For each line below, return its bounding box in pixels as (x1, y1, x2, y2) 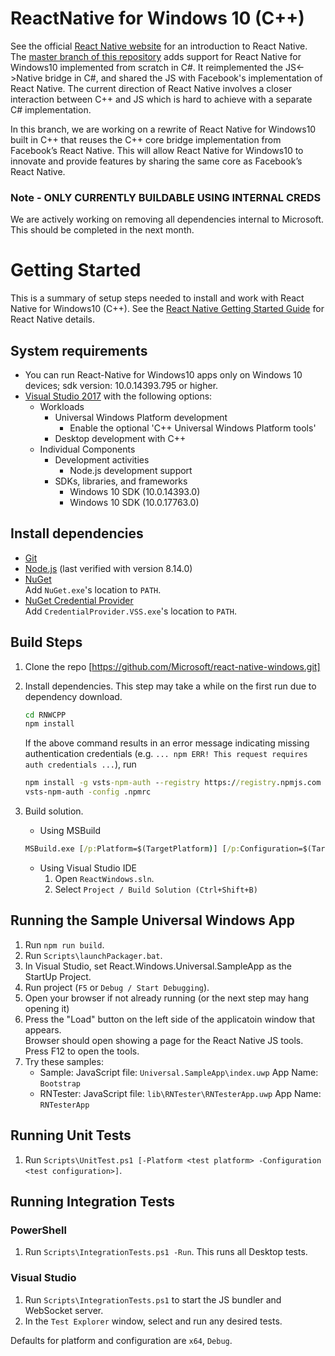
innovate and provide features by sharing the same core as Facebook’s (10, 155, 303, 167)
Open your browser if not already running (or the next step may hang (24, 992, 310, 1004)
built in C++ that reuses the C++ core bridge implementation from (10, 133, 282, 146)
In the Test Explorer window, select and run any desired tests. (24, 1315, 283, 1327)
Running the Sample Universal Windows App (10, 912, 295, 929)
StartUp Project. (24, 970, 92, 982)
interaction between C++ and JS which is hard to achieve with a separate (10, 93, 313, 105)
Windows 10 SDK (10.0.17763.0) (69, 496, 200, 508)
